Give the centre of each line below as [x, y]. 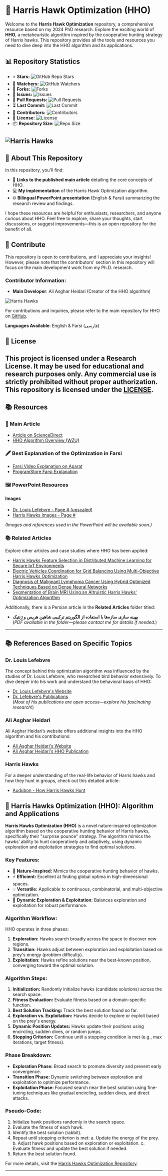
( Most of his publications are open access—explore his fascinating [81, 701]
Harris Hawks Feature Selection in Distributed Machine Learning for [82, 560]
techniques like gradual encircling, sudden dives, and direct [88, 1092]
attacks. [20, 1098]
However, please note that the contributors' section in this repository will [80, 262]
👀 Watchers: [25, 83]
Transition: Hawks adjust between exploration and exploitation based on [87, 949]
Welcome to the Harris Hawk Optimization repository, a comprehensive [79, 24]
